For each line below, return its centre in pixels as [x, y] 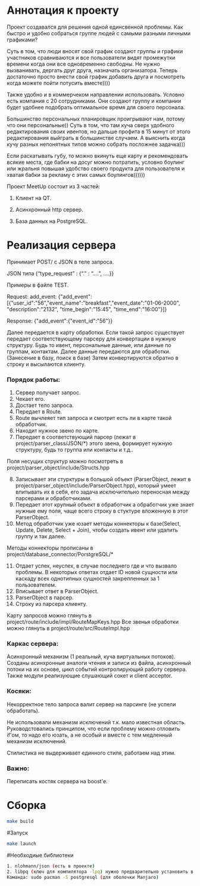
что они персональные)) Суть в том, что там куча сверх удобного [90, 125]
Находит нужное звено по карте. [57, 431]
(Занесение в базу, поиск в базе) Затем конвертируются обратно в [93, 358]
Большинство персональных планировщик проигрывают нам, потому [96, 119]
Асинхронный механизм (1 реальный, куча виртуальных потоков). [91, 657]
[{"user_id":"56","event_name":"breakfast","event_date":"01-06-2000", [93, 303]
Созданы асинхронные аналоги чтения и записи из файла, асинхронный [99, 663]
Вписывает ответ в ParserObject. [57, 591]
